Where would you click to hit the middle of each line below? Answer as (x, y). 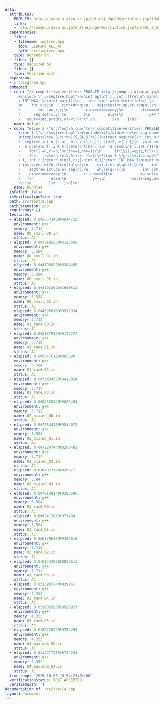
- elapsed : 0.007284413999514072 (43, 425)
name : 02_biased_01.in (37, 439)
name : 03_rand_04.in (35, 598)
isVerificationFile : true (36, 197)
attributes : (22, 14)
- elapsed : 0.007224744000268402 (43, 447)
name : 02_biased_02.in (37, 461)
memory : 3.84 (27, 479)
